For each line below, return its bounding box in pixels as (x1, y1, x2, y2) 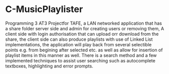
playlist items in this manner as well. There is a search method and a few (5, 52, 157, 58)
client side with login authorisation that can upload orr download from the (5, 31, 159, 37)
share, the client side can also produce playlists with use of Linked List (5, 36, 153, 42)
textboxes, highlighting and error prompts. (5, 63, 93, 69)
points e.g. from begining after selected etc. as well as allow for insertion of (5, 47, 163, 53)
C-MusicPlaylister (5, 4, 83, 15)
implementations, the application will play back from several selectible (5, 41, 152, 47)
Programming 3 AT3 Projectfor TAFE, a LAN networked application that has (5, 20, 162, 26)
